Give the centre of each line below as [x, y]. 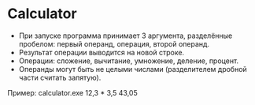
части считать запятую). [60, 77]
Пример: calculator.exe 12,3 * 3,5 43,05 [73, 92]
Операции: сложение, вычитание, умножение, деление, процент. [129, 61]
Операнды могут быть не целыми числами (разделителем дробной [133, 69]
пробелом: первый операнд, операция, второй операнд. [114, 43]
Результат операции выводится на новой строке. [102, 52]
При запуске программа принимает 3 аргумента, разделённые [126, 36]
